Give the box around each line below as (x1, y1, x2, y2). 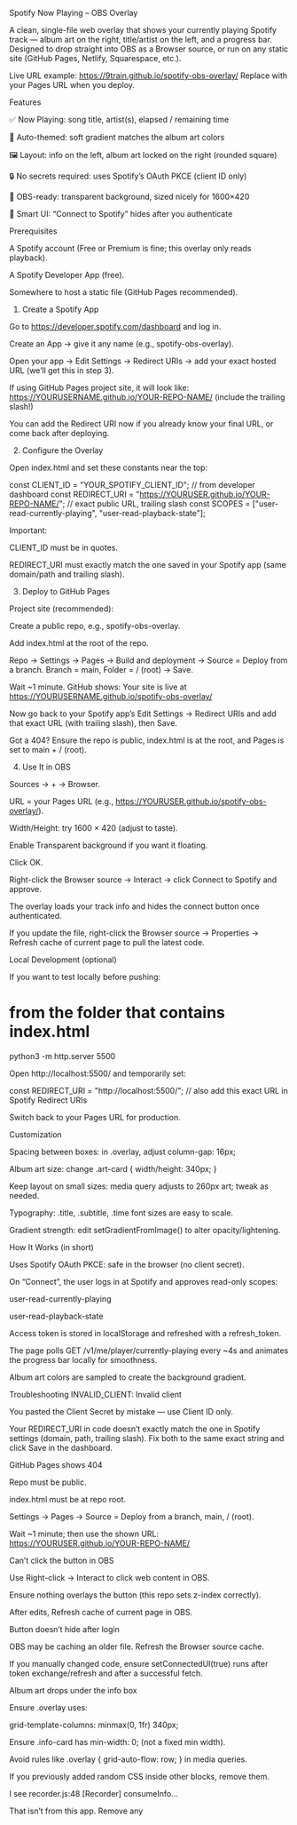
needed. (9, 1190, 40, 1200)
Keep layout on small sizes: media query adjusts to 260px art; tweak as (9, 1181, 269, 1191)
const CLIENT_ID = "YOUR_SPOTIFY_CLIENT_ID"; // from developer (9, 480, 255, 490)
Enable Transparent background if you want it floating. (9, 840, 208, 850)
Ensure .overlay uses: (9, 1701, 88, 1713)
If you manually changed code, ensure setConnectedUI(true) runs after (9, 1658, 269, 1669)
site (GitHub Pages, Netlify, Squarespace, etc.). (9, 53, 182, 63)
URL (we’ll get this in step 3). (9, 365, 114, 376)
